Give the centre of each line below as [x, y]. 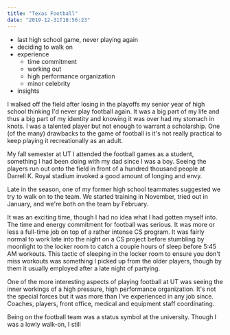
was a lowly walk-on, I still [44, 324]
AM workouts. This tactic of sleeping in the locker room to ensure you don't [114, 253]
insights [28, 91]
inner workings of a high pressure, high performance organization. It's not [112, 289]
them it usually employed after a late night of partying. [83, 268]
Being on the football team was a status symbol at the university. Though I [112, 316]
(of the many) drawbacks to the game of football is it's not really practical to [114, 133]
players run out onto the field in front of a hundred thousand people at [106, 169]
